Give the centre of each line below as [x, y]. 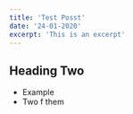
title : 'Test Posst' [48, 18]
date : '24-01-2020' [46, 26]
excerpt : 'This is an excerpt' [67, 34]
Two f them [43, 102]
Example [38, 92]
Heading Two [47, 70]
